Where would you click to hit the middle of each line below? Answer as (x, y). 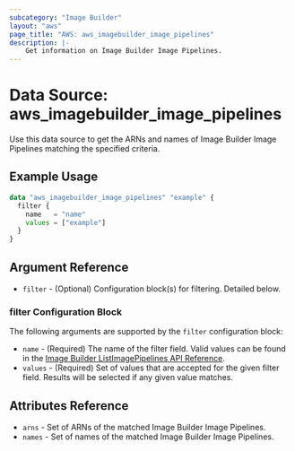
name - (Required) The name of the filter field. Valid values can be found (154, 349)
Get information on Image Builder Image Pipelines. (124, 51)
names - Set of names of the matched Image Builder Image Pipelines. (148, 437)
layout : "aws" (36, 26)
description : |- (39, 43)
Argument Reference (69, 267)
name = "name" (56, 214)
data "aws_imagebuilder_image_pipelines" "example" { (112, 197)
